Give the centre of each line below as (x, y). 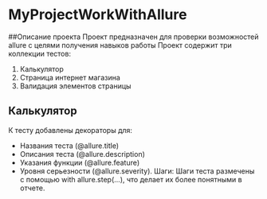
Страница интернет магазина (70, 77)
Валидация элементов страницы (75, 86)
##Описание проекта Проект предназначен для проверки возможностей (133, 37)
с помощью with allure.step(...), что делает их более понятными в (131, 179)
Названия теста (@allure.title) (69, 146)
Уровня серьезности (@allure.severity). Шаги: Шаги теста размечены (137, 171)
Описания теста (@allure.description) (82, 154)
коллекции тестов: (40, 53)
